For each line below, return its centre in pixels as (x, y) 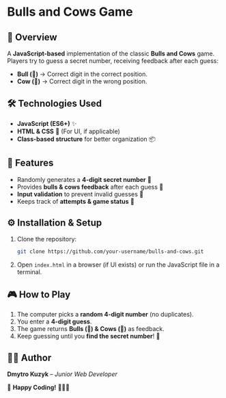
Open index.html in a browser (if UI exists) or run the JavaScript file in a (118, 265)
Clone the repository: (47, 239)
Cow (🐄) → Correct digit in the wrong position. (82, 81)
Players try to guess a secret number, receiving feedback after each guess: (113, 61)
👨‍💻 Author (29, 357)
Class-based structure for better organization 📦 (86, 139)
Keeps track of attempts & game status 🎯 (76, 201)
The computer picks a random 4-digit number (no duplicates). (105, 315)
